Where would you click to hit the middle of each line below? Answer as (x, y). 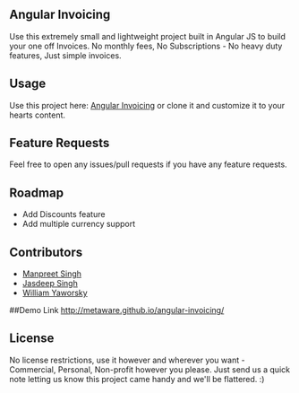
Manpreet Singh (52, 274)
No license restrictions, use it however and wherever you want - (127, 360)
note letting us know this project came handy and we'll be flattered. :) (137, 379)
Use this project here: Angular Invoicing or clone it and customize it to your (147, 105)
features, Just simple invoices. (66, 55)
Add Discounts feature (64, 214)
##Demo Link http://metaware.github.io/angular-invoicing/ (117, 310)
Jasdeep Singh (50, 284)
